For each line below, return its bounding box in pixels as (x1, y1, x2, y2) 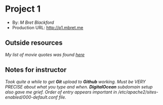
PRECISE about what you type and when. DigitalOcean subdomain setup (5, 84, 153, 89)
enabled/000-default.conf (5, 94, 58, 100)
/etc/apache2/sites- (118, 89, 159, 95)
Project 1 (5, 3, 41, 15)
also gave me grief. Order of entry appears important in (5, 89, 117, 95)
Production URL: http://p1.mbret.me (12, 24, 83, 30)
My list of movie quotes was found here (5, 52, 85, 57)
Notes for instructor (5, 66, 67, 74)
